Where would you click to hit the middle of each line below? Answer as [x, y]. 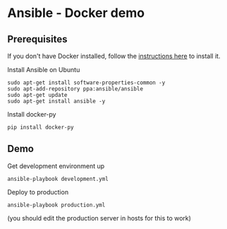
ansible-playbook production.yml [56, 205]
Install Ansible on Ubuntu [44, 70]
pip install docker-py [41, 127]
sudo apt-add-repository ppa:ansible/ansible [75, 89]
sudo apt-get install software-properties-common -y [86, 83]
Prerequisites [37, 39]
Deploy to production [38, 192]
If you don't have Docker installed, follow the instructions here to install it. [114, 56]
